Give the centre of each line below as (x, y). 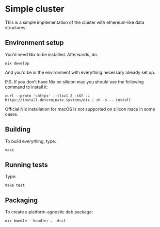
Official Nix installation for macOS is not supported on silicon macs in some (80, 109)
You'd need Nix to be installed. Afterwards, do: (52, 54)
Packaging (21, 200)
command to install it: (26, 87)
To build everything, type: (31, 141)
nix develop (17, 63)
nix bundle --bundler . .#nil (36, 221)
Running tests (27, 165)
